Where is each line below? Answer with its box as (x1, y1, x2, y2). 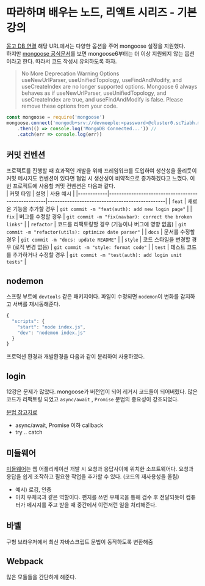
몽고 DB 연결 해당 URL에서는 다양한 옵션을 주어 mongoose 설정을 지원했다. (6, 42, 186, 50)
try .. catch (15, 429, 43, 436)
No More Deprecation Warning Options (21, 70, 120, 77)
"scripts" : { (12, 318, 45, 324)
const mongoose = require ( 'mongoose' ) (6, 114, 105, 120)
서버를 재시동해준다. (12, 300, 60, 308)
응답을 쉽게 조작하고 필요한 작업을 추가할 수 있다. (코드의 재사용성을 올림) (6, 472, 179, 480)
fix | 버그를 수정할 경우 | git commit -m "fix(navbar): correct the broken (6, 213, 192, 220)
